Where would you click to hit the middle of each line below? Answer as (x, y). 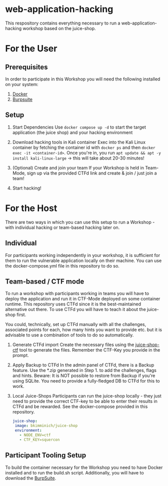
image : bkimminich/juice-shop (46, 426)
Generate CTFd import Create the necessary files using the (73, 345)
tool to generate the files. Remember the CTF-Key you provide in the (90, 350)
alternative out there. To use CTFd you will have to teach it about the (75, 309)
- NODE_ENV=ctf (35, 435)
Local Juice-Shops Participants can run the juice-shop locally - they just (87, 396)
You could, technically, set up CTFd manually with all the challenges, (76, 324)
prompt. (20, 355)
